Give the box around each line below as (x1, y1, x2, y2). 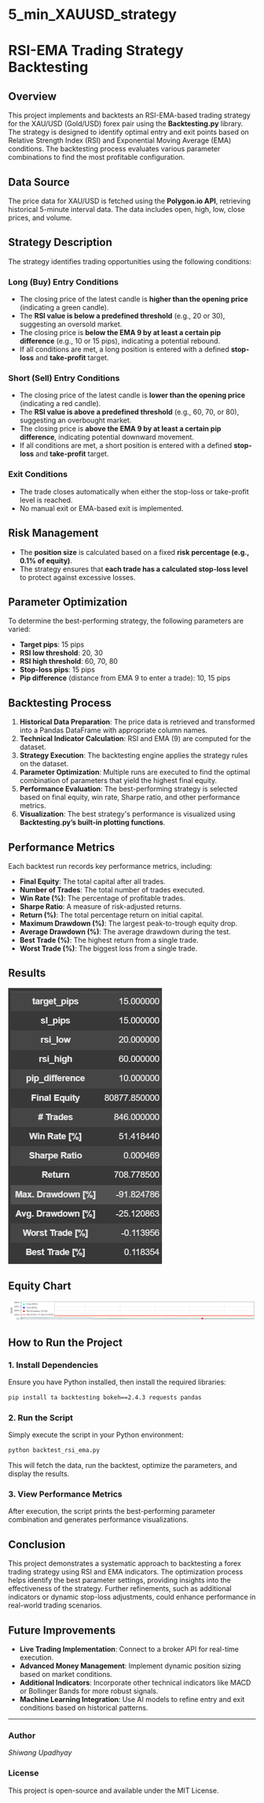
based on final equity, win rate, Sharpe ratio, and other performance (19, 792, 240, 802)
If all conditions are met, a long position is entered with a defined (19, 345, 229, 354)
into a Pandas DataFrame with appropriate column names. (19, 725, 208, 735)
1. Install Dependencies (8, 1359, 99, 1370)
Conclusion (8, 1537, 66, 1551)
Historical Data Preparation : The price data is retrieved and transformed (19, 717, 255, 727)
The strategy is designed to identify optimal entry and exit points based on (8, 128, 249, 137)
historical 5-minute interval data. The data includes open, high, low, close (8, 205, 245, 214)
